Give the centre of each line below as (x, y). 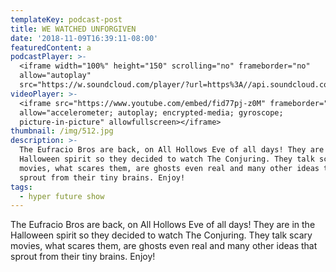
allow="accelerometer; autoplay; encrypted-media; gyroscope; (151, 112)
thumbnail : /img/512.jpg (62, 131)
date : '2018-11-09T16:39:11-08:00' (84, 38)
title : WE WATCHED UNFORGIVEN (73, 29)
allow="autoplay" (55, 76)
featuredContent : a (51, 47)
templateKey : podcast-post (66, 19)
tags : (21, 187)
